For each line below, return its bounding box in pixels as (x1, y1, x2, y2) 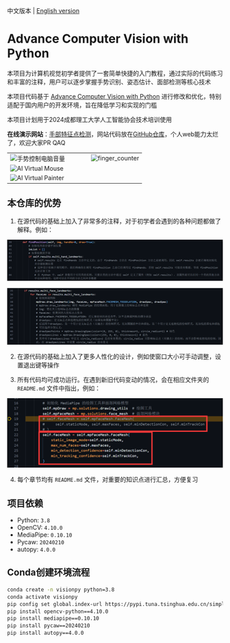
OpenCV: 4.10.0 (16, 524, 63, 532)
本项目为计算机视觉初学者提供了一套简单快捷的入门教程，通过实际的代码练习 (7, 69, 223, 77)
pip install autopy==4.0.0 (7, 630, 84, 637)
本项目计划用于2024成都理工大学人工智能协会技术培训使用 (7, 115, 172, 123)
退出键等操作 (23, 361, 60, 369)
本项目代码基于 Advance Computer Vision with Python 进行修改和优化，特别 (7, 92, 222, 100)
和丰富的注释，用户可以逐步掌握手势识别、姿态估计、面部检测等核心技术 (7, 77, 211, 86)
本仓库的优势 (7, 197, 62, 209)
